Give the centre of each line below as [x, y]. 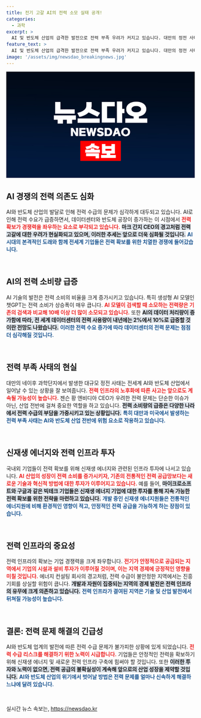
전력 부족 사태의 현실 [42, 367]
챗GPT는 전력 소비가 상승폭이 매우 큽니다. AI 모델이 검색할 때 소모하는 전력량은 [97, 305]
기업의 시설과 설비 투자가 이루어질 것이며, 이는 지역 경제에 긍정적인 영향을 [106, 569]
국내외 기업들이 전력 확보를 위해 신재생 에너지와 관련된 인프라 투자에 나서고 [93, 468]
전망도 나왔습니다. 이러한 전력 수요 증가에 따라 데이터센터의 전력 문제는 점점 [104, 327]
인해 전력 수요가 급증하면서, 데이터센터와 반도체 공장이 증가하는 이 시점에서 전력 [99, 220]
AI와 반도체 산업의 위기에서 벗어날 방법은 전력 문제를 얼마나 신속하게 [97, 677]
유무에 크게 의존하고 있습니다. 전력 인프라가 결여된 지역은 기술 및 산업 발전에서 [102, 591]
